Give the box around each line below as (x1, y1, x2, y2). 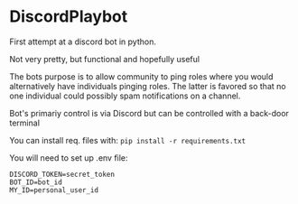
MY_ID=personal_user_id (9, 185, 99, 195)
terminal (9, 117, 41, 128)
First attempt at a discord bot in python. (9, 36, 156, 47)
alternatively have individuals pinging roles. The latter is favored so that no (9, 80, 286, 91)
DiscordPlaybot (9, 6, 128, 27)
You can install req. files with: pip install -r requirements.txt (9, 134, 247, 145)
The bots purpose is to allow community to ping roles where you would (9, 70, 274, 82)
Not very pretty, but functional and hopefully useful (9, 53, 200, 64)
